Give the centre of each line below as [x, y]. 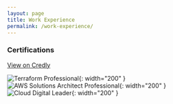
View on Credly [29, 65]
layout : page [26, 13]
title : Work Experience [41, 20]
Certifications [31, 50]
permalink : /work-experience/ [50, 26]
